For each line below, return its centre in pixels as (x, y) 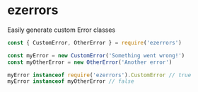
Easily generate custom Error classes (62, 30)
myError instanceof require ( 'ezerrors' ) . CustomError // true (99, 75)
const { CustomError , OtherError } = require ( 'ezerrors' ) (94, 42)
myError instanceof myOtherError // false (71, 81)
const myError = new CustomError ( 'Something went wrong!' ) (96, 55)
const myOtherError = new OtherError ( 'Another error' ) (90, 62)
